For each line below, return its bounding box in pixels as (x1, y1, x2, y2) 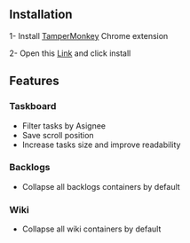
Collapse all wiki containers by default (21, 223, 162, 234)
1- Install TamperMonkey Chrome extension (9, 30, 169, 41)
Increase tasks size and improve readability (21, 139, 181, 150)
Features (9, 74, 59, 89)
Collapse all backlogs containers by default (21, 181, 180, 192)
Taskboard (9, 100, 57, 113)
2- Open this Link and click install (9, 48, 131, 59)
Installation (9, 7, 73, 22)
